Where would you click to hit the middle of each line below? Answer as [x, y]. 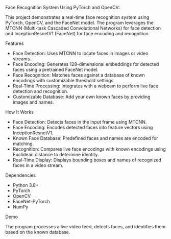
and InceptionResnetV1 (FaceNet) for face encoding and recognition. [77, 33]
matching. [23, 144]
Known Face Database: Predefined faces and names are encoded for [85, 138]
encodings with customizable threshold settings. [64, 80]
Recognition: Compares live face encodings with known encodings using [89, 149]
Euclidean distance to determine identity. [56, 154]
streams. [22, 59]
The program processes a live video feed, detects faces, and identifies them [86, 226]
